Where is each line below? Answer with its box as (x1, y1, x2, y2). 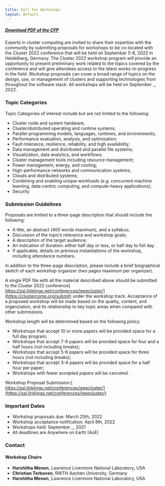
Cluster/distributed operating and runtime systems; (12, 125, 116, 131)
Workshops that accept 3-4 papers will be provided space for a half (12, 359, 150, 366)
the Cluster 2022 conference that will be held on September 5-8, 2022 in (5, 50, 153, 56)
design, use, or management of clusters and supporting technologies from (5, 76, 156, 82)
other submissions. (5, 309, 44, 315)
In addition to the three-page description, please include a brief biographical (5, 263, 160, 268)
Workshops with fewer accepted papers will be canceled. (12, 370, 129, 376)
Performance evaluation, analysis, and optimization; (12, 135, 118, 141)
